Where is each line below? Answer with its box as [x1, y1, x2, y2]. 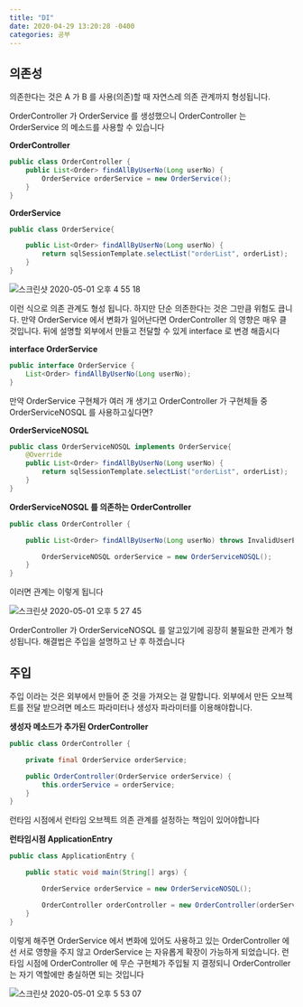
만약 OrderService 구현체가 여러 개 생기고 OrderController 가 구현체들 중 [9, 395, 268, 406]
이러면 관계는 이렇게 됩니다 [9, 586, 104, 597]
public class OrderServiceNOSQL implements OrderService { [9, 442, 232, 452]
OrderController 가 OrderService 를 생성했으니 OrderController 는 [9, 110, 247, 122]
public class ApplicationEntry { [9, 852, 135, 861]
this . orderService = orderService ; [41, 780, 176, 789]
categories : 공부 [9, 30, 70, 39]
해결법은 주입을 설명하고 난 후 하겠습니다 [42, 636, 186, 647]
